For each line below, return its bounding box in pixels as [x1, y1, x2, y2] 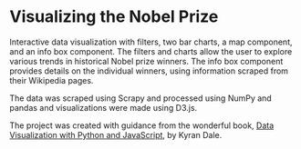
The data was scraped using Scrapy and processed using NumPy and [9, 93, 272, 104]
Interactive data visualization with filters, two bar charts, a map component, [9, 36, 294, 47]
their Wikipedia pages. [9, 74, 94, 85]
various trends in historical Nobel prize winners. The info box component [9, 55, 284, 66]
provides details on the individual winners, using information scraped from [9, 65, 289, 76]
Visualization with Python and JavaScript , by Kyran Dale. [9, 129, 223, 140]
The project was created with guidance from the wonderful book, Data [9, 120, 275, 131]
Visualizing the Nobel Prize [9, 6, 219, 27]
